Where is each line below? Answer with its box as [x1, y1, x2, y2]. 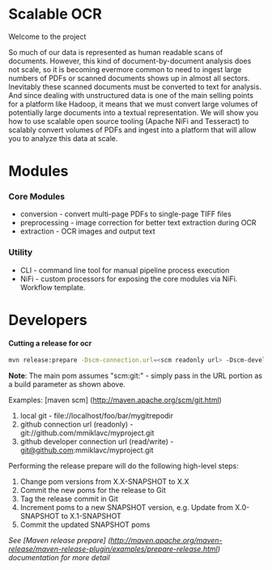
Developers [8, 311, 87, 329]
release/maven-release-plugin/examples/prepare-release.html [8, 544, 219, 554]
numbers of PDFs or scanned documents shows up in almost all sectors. [8, 73, 250, 83]
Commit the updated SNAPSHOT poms [19, 520, 151, 529]
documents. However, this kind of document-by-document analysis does [8, 56, 252, 66]
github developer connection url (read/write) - [19, 436, 174, 446]
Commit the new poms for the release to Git [19, 485, 166, 495]
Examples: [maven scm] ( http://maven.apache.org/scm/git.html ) [8, 395, 223, 405]
